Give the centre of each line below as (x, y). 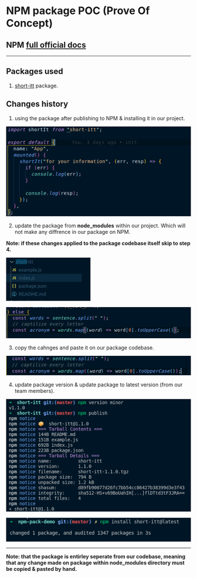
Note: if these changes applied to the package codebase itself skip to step (98, 243)
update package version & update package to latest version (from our (98, 385)
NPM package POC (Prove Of (78, 11)
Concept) (29, 23)
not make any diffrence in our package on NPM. (72, 232)
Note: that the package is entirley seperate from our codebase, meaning (96, 557)
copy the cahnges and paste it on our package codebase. (84, 348)
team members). (34, 390)
